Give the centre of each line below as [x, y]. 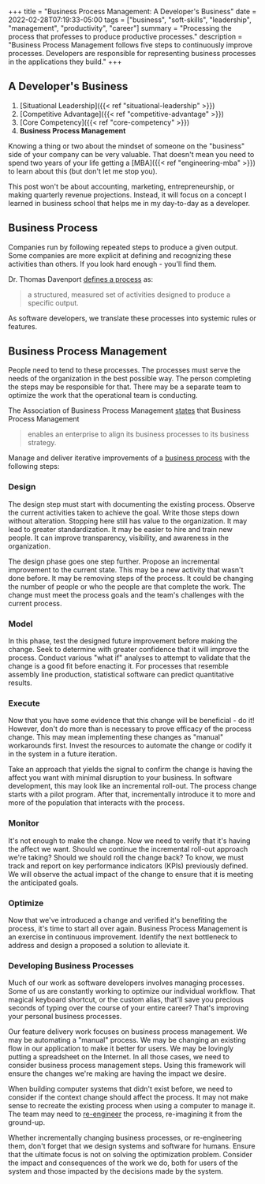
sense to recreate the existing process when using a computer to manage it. [132, 1106]
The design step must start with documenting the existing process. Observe [131, 504]
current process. [35, 603]
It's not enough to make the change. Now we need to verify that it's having [129, 841]
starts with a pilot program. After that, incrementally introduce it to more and [132, 794]
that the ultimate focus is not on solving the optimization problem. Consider [131, 1155]
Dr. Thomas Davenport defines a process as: [81, 279]
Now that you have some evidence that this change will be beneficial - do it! [131, 721]
